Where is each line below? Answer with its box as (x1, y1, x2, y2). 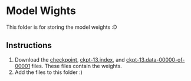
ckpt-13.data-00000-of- (126, 56, 185, 63)
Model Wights (6, 4, 77, 18)
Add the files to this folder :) (14, 69, 83, 76)
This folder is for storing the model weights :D (6, 23, 117, 31)
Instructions (6, 41, 52, 50)
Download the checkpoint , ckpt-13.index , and (14, 56, 125, 63)
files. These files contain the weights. (31, 62, 122, 69)
